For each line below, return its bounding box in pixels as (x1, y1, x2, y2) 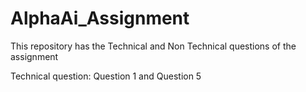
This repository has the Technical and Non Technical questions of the (10, 40, 297, 52)
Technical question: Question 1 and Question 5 (10, 70, 202, 82)
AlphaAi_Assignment (10, 7, 190, 30)
